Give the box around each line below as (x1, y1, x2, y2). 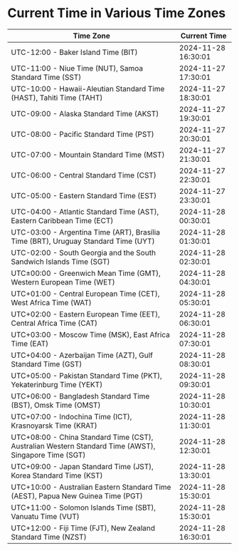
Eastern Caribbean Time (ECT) (11, 215, 114, 225)
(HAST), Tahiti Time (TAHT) (11, 93, 103, 103)
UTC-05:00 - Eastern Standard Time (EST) (11, 190, 157, 200)
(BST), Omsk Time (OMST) (11, 400, 101, 410)
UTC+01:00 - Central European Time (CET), (11, 289, 160, 299)
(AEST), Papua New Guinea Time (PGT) (11, 490, 144, 500)
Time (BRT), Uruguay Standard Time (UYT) (11, 236, 155, 246)
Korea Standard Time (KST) (11, 470, 103, 480)
